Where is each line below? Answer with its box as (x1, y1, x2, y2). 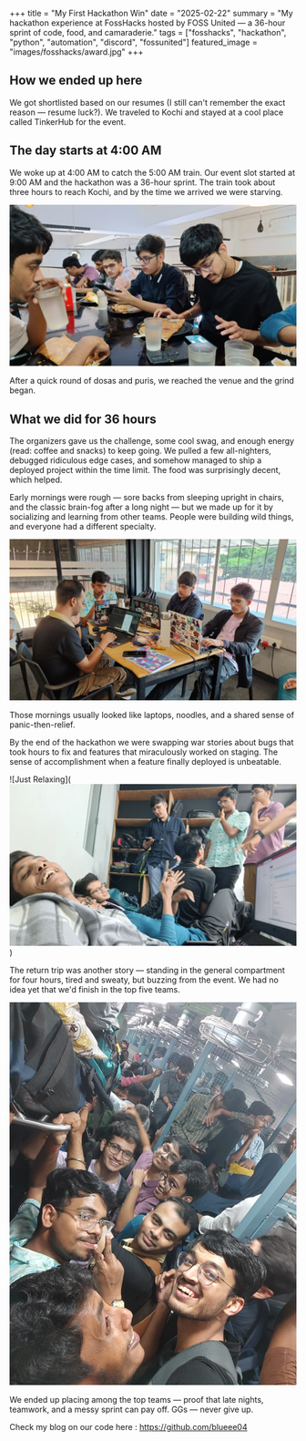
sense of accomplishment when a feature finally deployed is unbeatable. (9, 757, 282, 767)
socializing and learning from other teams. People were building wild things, (9, 510, 294, 522)
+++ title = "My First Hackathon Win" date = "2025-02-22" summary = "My (9, 8, 293, 18)
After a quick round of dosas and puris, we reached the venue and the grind (9, 376, 294, 386)
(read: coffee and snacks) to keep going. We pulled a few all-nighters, (9, 445, 271, 456)
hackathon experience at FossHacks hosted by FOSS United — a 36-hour (9, 17, 286, 28)
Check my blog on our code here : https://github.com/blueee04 (9, 1421, 248, 1432)
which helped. (9, 474, 63, 485)
